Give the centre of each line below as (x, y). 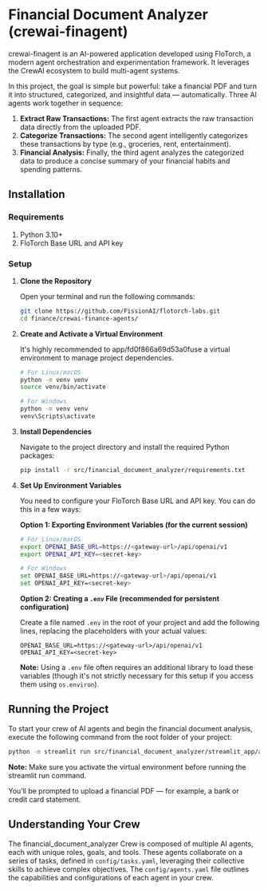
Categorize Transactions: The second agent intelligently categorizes (134, 135)
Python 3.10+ (41, 234)
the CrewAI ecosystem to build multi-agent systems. (94, 70)
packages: (37, 455)
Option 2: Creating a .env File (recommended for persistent (120, 599)
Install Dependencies (55, 431)
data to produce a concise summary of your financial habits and (125, 160)
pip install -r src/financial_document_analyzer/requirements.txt (132, 470)
